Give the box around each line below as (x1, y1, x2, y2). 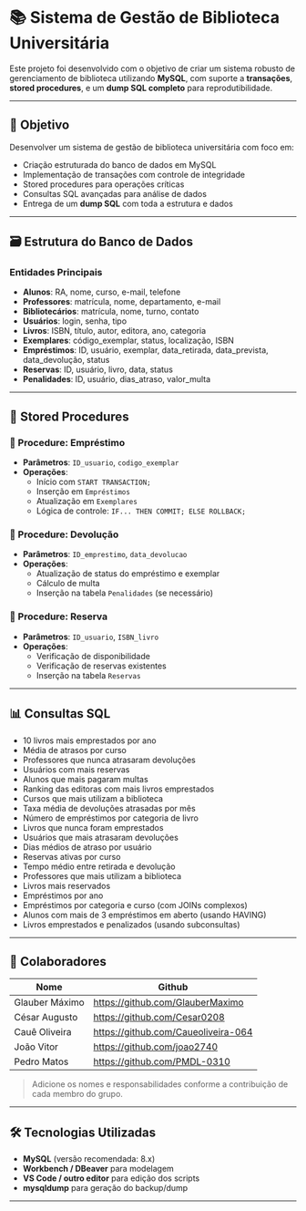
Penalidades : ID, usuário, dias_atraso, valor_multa (22, 374, 211, 385)
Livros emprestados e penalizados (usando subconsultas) (22, 918, 240, 930)
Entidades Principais (9, 266, 103, 279)
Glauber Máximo (14, 996, 85, 1009)
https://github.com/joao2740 (93, 1040, 219, 1053)
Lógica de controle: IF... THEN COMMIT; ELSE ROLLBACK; (36, 505, 246, 516)
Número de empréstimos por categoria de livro (22, 813, 199, 823)
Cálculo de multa (36, 578, 100, 589)
